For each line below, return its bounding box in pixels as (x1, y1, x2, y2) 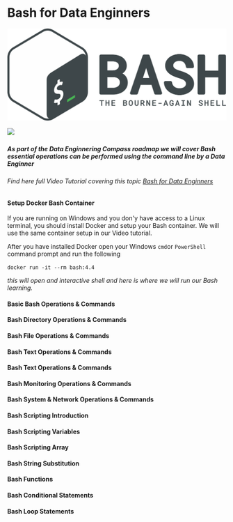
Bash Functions (7, 475, 54, 484)
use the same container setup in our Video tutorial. (7, 229, 152, 238)
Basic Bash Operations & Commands (7, 300, 115, 308)
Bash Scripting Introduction (7, 411, 89, 420)
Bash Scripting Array (7, 443, 69, 452)
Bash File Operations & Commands (7, 332, 110, 340)
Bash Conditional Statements (7, 491, 94, 499)
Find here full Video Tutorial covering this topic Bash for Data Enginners (7, 177, 214, 185)
